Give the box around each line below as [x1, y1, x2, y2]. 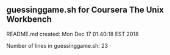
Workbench [6, 15, 52, 25]
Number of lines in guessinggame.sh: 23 [6, 42, 108, 49]
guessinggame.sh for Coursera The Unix [6, 5, 165, 15]
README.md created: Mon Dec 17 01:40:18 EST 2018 [6, 30, 139, 37]
